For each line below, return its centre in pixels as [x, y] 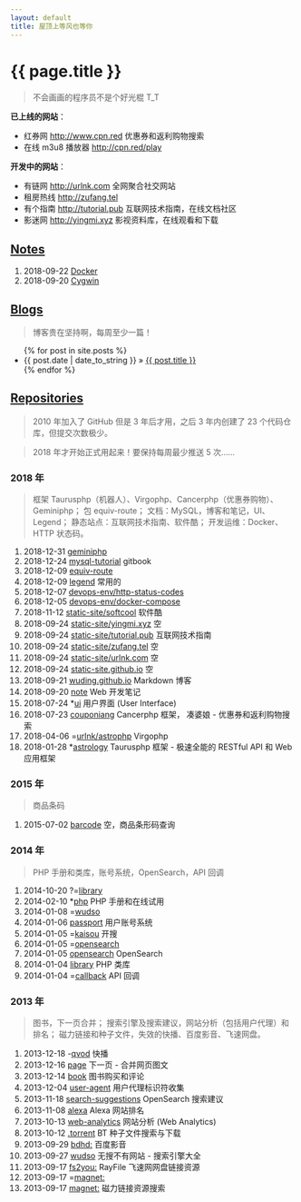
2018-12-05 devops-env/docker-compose [102, 601]
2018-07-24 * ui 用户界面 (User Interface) [100, 703]
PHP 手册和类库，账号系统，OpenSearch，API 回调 [128, 872]
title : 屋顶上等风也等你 [52, 26]
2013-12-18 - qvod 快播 [66, 1054]
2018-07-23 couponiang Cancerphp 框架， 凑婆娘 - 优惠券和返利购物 [153, 715]
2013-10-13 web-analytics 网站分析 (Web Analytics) [120, 1122]
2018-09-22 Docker [60, 271]
